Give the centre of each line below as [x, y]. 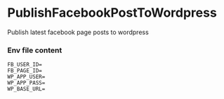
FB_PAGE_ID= [25, 71]
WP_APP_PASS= [26, 83]
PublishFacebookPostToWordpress [112, 13]
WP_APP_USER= [26, 77]
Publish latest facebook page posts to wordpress [78, 32]
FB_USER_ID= [25, 65]
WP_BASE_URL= [26, 89]
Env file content [35, 50]
